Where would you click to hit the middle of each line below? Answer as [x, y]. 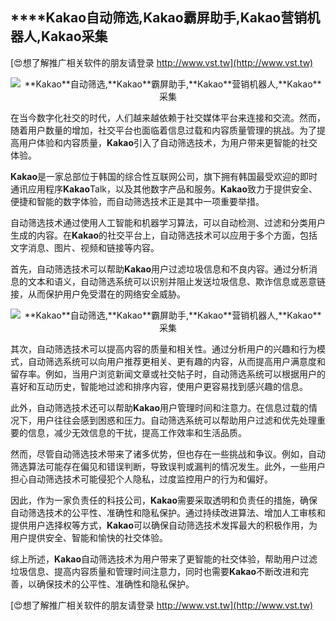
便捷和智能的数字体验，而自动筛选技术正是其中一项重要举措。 [137, 201]
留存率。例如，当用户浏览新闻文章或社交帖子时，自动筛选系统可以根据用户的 [168, 374]
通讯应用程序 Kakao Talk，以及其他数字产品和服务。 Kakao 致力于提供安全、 [164, 189]
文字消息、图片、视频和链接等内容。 [85, 247]
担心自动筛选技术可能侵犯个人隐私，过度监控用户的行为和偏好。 [141, 479]
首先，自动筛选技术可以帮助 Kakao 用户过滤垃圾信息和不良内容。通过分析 [160, 269]
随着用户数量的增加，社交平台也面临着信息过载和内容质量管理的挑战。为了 [163, 130]
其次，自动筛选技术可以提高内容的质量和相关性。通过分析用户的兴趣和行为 [163, 349]
